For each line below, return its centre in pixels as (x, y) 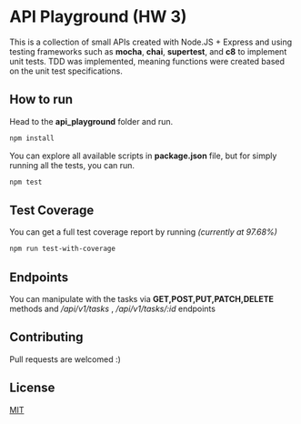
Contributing (46, 337)
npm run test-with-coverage (63, 249)
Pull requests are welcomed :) (65, 359)
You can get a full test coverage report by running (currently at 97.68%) (143, 232)
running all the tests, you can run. (72, 165)
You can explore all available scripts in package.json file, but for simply (143, 156)
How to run (41, 100)
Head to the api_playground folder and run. (91, 121)
